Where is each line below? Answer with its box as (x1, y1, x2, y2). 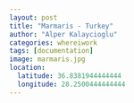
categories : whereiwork (9, 38, 98, 47)
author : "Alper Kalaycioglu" (9, 30, 118, 39)
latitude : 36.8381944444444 (17, 72, 122, 81)
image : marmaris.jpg (9, 55, 87, 64)
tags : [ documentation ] (9, 47, 94, 56)
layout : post (9, 13, 58, 22)
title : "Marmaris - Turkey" (9, 21, 114, 30)
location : (9, 64, 46, 73)
